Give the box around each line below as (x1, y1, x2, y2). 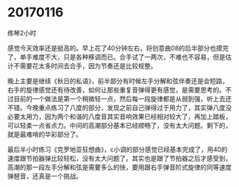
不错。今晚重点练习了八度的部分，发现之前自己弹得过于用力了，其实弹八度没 (7, 103, 232, 112)
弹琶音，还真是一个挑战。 (7, 171, 83, 180)
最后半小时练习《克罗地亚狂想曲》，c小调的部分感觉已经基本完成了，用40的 (7, 145, 228, 154)
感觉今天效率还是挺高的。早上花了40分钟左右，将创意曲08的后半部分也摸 (7, 43, 223, 52)
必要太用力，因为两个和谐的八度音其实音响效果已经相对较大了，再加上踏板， (7, 112, 232, 121)
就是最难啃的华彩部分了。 (7, 129, 83, 139)
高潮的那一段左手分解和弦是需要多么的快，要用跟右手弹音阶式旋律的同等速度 (7, 163, 232, 171)
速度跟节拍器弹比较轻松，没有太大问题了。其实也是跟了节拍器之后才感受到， (7, 154, 232, 162)
